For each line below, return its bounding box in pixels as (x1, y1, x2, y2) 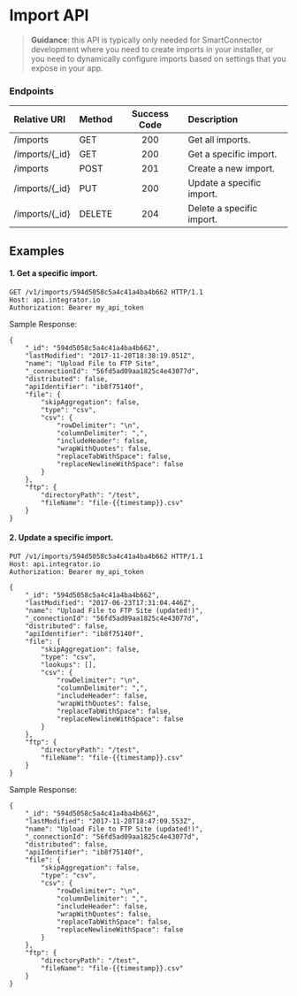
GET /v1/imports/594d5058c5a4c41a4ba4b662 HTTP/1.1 (9, 287, 203, 296)
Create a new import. (187, 163, 276, 175)
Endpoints (9, 85, 55, 97)
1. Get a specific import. (9, 268, 99, 279)
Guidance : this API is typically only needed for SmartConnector (30, 34, 263, 45)
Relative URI (13, 113, 66, 126)
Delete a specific (187, 203, 258, 215)
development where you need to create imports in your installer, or (30, 43, 274, 54)
